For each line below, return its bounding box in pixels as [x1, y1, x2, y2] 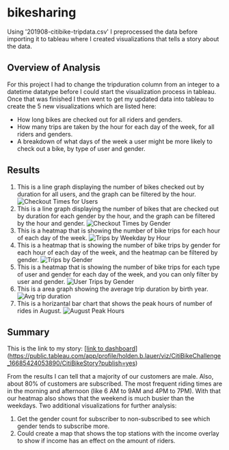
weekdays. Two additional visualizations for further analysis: [7, 401, 177, 410]
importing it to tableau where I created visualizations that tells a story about [7, 34, 219, 43]
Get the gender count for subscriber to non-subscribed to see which [16, 415, 211, 423]
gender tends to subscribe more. [16, 422, 110, 430]
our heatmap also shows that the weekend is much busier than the [7, 394, 195, 403]
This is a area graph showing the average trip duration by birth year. [16, 285, 208, 293]
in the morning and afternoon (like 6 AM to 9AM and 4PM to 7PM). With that [7, 387, 221, 395]
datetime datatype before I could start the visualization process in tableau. [7, 87, 217, 95]
